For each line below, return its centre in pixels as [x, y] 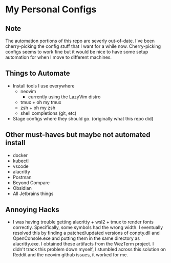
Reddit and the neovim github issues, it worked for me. [70, 255]
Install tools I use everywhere [44, 85]
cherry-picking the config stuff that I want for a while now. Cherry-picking [83, 46]
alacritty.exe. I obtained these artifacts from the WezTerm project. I [83, 244]
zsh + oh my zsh [38, 108]
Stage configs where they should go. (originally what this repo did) [83, 118]
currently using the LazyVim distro [64, 97]
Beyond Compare [31, 182]
